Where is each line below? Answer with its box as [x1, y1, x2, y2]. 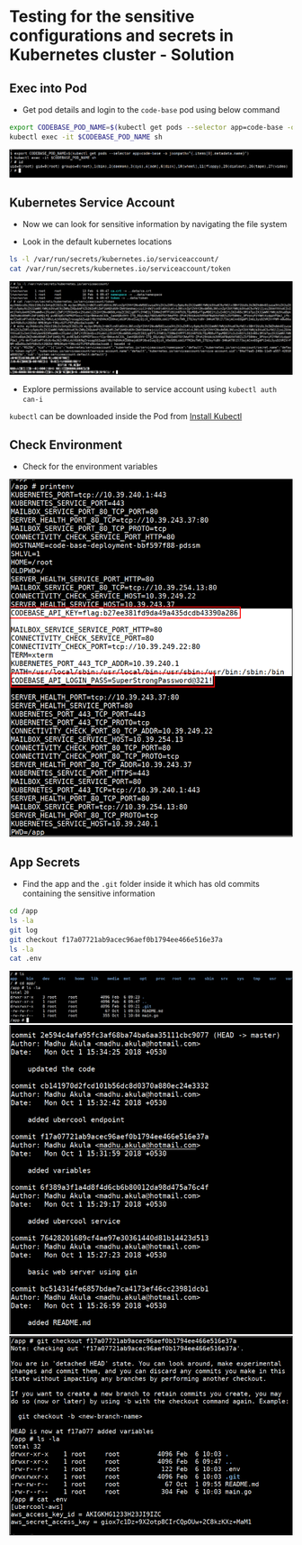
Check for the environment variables [22, 462, 158, 472]
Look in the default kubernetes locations [22, 236, 173, 247]
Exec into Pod [9, 80, 88, 96]
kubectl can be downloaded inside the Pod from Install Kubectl [9, 411, 243, 422]
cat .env [9, 954, 42, 964]
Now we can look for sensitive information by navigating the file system [22, 219, 288, 230]
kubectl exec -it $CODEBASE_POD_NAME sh [9, 133, 164, 142]
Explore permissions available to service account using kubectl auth [22, 384, 277, 395]
